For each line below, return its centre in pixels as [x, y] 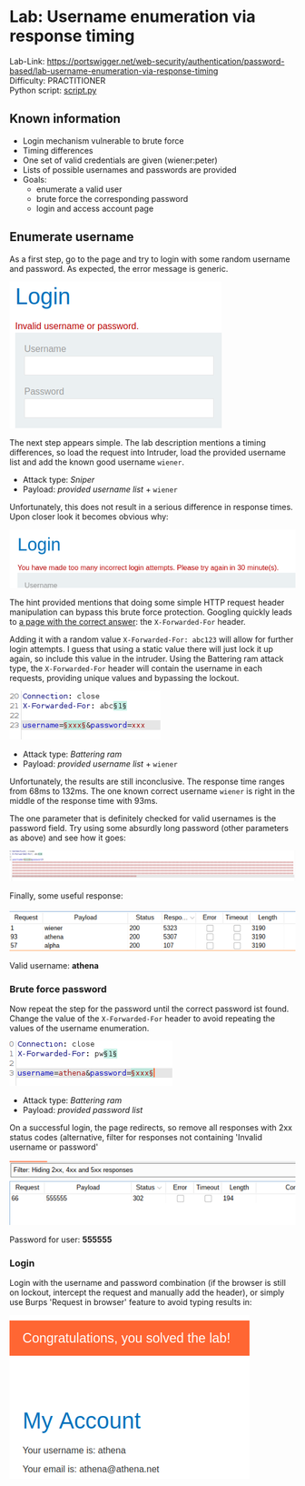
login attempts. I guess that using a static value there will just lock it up [142, 648]
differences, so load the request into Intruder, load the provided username [148, 452]
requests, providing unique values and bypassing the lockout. [124, 678]
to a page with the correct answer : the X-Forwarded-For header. [128, 621]
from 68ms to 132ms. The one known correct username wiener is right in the [152, 791]
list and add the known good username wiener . [97, 462]
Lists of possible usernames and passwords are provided [130, 169]
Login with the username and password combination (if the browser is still [148, 1283]
